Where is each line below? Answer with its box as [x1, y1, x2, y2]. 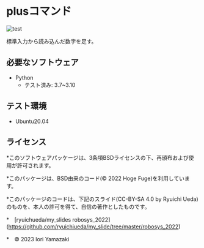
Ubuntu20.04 [15, 118, 49, 125]
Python [15, 73, 34, 81]
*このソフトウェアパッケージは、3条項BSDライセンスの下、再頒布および [6, 154, 189, 162]
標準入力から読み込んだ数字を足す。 [6, 37, 97, 45]
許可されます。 [16, 162, 54, 169]
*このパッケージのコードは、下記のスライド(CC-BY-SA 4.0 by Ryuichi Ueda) [6, 195, 199, 203]
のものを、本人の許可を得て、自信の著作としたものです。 [6, 203, 150, 211]
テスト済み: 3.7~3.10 [24, 81, 76, 88]
